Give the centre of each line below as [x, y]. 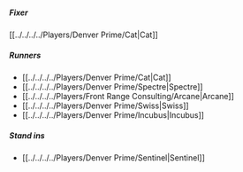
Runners [25, 55]
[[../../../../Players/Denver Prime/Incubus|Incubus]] [113, 114]
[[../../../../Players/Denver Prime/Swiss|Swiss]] [105, 106]
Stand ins [27, 135]
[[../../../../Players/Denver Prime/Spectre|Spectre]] [112, 86]
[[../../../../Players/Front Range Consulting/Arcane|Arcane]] [128, 96]
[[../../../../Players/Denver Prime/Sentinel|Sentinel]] [114, 157]
